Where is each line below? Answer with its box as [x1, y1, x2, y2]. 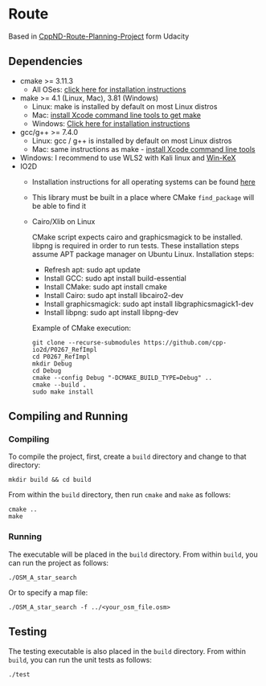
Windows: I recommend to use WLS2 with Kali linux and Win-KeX [19, 153, 236, 162]
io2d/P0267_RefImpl [31, 345, 98, 353]
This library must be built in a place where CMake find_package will [31, 192, 255, 202]
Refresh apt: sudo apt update [43, 264, 141, 274]
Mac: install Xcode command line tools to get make [31, 110, 201, 120]
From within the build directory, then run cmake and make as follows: [8, 490, 231, 500]
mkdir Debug [31, 359, 72, 368]
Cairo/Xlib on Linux [31, 216, 96, 226]
